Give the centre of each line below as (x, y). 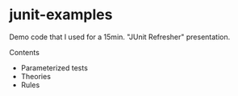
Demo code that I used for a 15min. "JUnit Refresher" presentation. (120, 37)
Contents (24, 52)
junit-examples (61, 15)
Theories (36, 76)
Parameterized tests (54, 68)
